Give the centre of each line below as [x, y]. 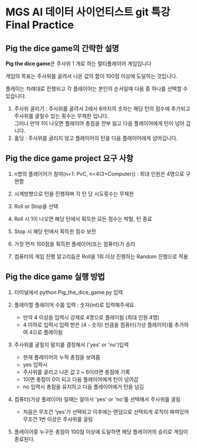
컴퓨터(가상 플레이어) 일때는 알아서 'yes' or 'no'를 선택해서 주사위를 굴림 [97, 399]
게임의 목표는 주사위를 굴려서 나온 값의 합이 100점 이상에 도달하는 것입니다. [92, 76]
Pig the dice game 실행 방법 [55, 277]
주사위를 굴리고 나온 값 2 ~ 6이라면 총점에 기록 [76, 372]
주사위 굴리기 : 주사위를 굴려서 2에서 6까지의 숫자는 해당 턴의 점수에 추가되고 [102, 109]
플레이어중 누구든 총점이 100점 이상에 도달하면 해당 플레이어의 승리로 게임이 [101, 431]
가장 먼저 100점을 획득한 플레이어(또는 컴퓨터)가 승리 [75, 244]
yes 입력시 [35, 364]
